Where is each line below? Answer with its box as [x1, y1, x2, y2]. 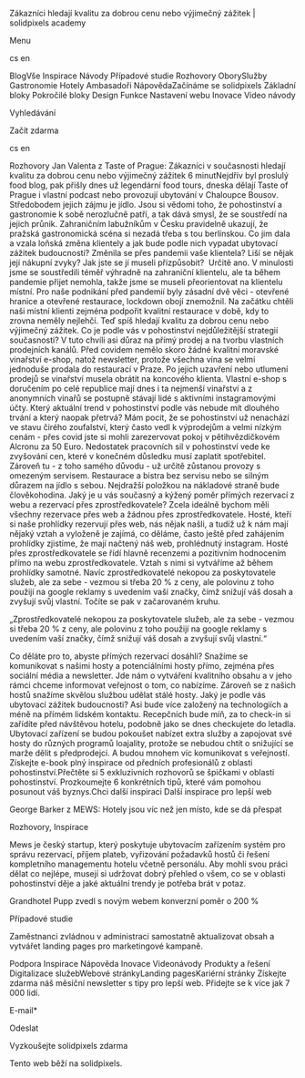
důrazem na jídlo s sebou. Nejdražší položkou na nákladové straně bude [9, 480, 280, 490]
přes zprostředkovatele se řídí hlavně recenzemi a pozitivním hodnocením [9, 548, 287, 559]
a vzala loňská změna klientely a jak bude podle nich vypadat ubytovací [9, 238, 278, 249]
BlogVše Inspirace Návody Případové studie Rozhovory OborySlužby [9, 70, 268, 81]
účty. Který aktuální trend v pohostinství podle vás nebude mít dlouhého [9, 403, 280, 413]
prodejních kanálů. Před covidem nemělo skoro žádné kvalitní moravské [9, 344, 280, 354]
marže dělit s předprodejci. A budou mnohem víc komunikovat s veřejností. [9, 747, 290, 758]
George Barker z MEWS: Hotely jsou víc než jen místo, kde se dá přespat [9, 804, 282, 815]
